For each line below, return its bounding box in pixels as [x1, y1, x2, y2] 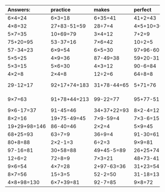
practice [51, 6, 71, 13]
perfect [134, 6, 152, 13]
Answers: [7, 6, 30, 13]
